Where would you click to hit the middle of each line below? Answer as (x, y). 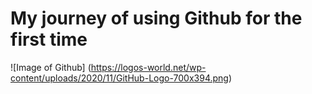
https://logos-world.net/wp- (148, 67)
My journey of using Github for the (156, 18)
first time (49, 39)
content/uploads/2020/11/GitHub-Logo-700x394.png (119, 78)
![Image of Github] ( (51, 67)
